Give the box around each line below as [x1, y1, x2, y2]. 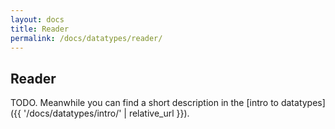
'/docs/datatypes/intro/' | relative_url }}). [23, 107, 190, 120]
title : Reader [10, 24, 70, 34]
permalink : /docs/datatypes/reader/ [10, 33, 163, 43]
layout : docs [10, 14, 65, 25]
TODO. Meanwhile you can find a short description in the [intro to [10, 97, 279, 109]
